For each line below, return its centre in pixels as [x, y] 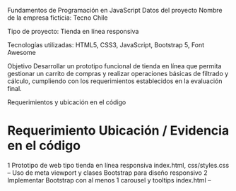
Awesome [22, 53]
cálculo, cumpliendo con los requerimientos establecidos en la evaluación [115, 81]
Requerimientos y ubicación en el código [67, 102]
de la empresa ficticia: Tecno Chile [58, 18]
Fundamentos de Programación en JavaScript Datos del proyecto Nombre [115, 10]
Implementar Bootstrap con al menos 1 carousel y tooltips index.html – [109, 180]
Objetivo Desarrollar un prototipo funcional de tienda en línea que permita [114, 66]
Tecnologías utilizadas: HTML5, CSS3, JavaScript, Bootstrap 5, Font [106, 45]
